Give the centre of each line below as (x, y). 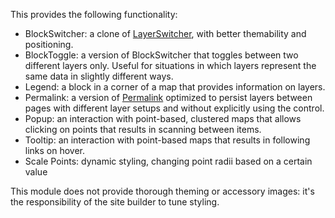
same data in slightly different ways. (99, 76)
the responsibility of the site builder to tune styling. (115, 202)
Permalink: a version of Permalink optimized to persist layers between (168, 97)
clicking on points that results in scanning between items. (143, 129)
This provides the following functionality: (94, 14)
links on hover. (55, 150)
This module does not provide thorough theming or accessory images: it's (162, 191)
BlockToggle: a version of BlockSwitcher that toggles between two (161, 55)
